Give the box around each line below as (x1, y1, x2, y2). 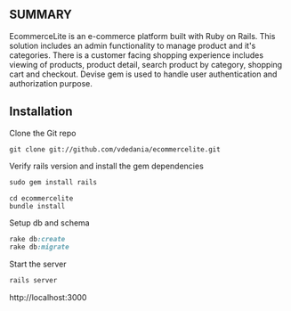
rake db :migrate (9, 242, 69, 252)
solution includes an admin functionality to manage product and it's (9, 40, 256, 51)
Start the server (9, 258, 67, 270)
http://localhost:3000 (9, 292, 87, 303)
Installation (9, 104, 73, 119)
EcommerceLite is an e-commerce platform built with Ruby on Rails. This (9, 30, 276, 41)
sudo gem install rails (9, 177, 98, 186)
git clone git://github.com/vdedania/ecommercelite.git (9, 144, 221, 154)
